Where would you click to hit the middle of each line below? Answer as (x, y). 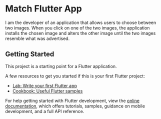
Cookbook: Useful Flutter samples (47, 91)
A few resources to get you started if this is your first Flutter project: (75, 76)
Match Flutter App (44, 9)
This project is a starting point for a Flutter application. (61, 66)
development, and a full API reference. (45, 111)
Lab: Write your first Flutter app (45, 85)
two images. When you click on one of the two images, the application (77, 27)
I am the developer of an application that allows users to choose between (81, 22)
